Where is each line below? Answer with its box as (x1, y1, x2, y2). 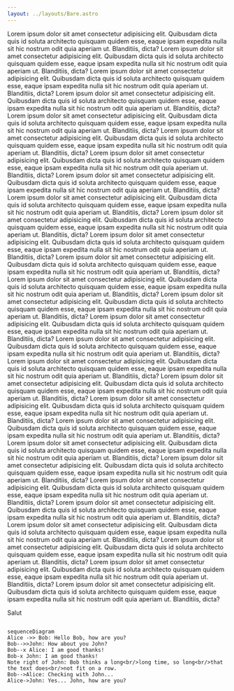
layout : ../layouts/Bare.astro (7, 10, 98, 18)
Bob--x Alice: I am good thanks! (7, 646, 105, 653)
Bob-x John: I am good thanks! (7, 652, 98, 659)
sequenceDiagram (7, 628, 54, 635)
